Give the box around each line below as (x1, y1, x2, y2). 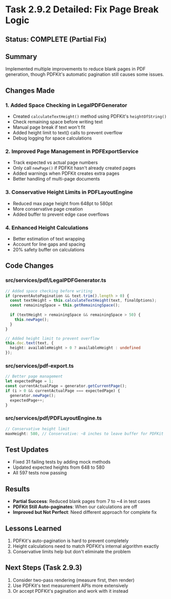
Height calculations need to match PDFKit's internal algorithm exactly (12, 543, 159, 549)
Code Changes (5, 262, 54, 270)
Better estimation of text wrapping (12, 235, 85, 242)
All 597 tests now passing (12, 470, 67, 476)
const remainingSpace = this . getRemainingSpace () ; (10, 303, 120, 308)
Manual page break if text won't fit (12, 124, 85, 130)
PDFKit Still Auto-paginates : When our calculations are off (12, 504, 138, 510)
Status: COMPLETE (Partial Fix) (5, 35, 107, 44)
